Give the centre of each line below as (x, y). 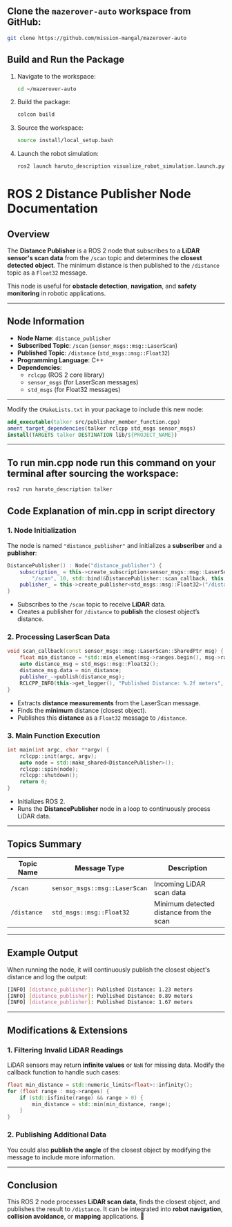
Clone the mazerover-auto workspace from (99, 11)
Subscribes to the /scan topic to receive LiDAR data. (91, 605)
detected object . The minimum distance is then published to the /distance (113, 265)
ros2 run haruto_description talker (60, 489)
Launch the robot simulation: (58, 154)
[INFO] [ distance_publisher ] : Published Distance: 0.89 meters (100, 996)
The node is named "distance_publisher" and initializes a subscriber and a (115, 545)
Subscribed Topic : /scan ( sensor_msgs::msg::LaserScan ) (97, 345)
